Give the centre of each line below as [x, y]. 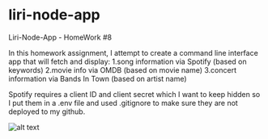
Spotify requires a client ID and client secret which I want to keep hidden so [134, 94]
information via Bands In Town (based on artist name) [98, 78]
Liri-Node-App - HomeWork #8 [60, 37]
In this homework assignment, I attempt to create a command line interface [134, 53]
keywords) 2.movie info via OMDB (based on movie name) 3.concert [123, 69]
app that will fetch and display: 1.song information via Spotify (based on [128, 61]
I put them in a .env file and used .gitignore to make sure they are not [123, 103]
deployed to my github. [47, 112]
